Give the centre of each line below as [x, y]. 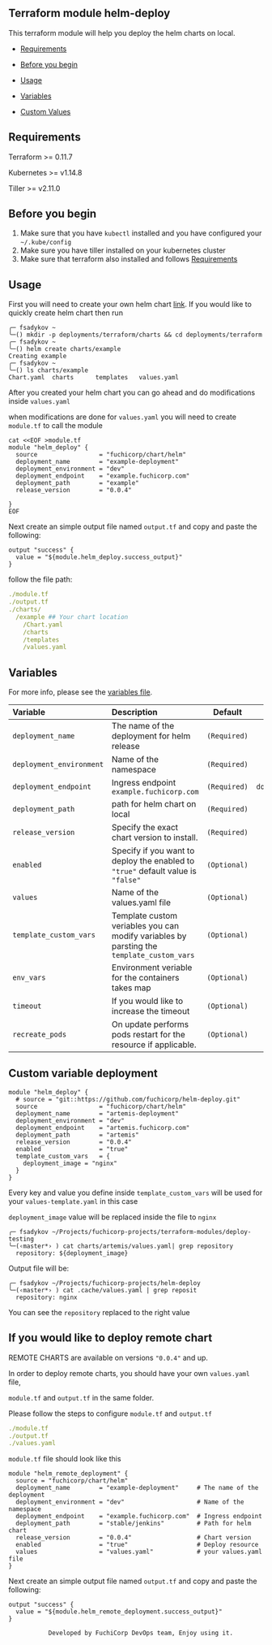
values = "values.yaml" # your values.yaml [139, 1552]
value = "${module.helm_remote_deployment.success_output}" [119, 1612]
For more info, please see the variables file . [81, 692]
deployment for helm [151, 736]
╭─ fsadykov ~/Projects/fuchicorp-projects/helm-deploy [104, 1283]
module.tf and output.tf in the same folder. [81, 1397]
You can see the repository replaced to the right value [99, 1312]
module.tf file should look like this [65, 1459]
